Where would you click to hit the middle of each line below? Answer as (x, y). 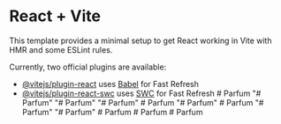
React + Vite (55, 16)
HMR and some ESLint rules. (61, 49)
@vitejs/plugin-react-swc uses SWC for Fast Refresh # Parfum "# (141, 93)
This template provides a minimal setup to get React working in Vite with (140, 40)
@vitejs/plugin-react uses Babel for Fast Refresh (110, 84)
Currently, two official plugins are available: (88, 67)
